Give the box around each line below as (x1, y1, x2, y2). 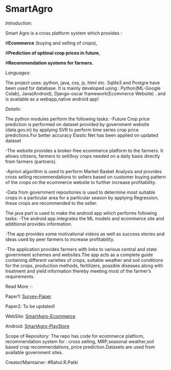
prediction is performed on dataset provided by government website (5, 121, 149, 127)
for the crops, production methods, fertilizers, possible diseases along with (5, 262, 163, 269)
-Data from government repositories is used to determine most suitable (5, 189, 156, 195)
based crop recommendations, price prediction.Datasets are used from (5, 344, 155, 350)
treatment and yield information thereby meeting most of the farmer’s (5, 268, 152, 274)
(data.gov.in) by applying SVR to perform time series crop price (5, 127, 139, 133)
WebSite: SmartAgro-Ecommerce (5, 313, 76, 319)
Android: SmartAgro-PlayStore (5, 323, 70, 329)
